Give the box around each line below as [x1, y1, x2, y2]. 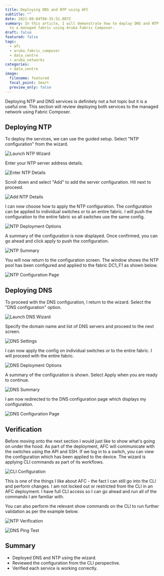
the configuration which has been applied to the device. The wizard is [5, 454, 146, 460]
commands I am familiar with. [5, 494, 65, 499]
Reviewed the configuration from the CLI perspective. [12, 560, 120, 566]
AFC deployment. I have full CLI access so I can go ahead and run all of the [5, 488, 157, 494]
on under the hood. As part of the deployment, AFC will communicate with [5, 443, 155, 449]
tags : [5, 39, 16, 44]
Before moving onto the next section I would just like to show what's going [5, 438, 155, 444]
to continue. [5, 377, 29, 383]
